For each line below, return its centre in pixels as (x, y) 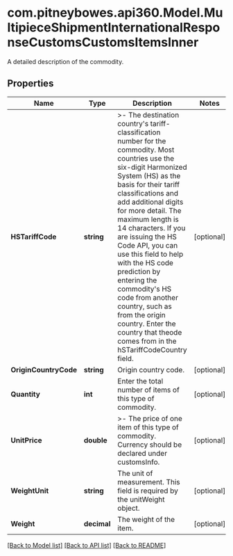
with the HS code (145, 262)
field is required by (148, 491)
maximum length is (148, 219)
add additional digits (150, 202)
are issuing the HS (147, 237)
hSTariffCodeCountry (152, 349)
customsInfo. (139, 462)
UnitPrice (27, 440)
